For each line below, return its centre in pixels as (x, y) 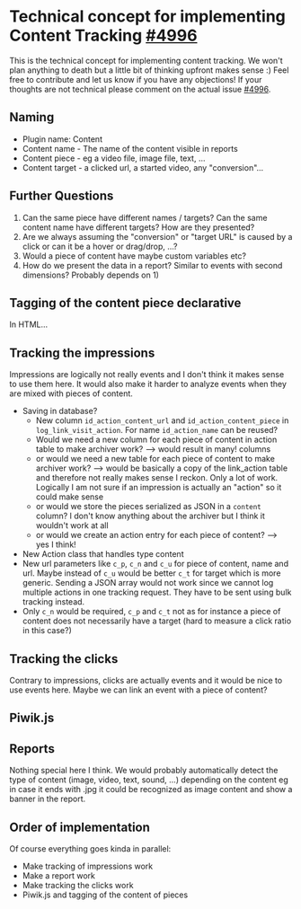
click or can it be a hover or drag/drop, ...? (100, 246)
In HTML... (29, 324)
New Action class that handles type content (103, 554)
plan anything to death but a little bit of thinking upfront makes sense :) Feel (149, 70)
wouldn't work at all (72, 525)
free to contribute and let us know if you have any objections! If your (136, 79)
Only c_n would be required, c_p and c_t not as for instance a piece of (151, 612)
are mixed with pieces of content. (71, 393)
